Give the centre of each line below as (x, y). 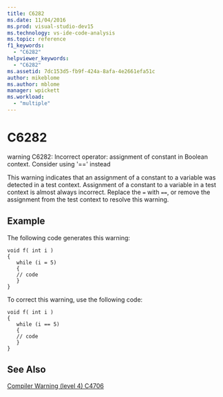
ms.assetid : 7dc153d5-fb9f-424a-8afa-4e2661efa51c (81, 71)
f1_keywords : (26, 46)
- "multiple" (32, 104)
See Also (26, 370)
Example (26, 221)
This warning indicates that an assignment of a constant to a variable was (111, 177)
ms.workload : (26, 97)
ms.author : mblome (33, 84)
